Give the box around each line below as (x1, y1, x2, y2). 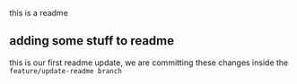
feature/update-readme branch (9, 66, 123, 75)
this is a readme (9, 8, 69, 18)
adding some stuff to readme (9, 33, 175, 48)
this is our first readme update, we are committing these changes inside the (9, 57, 289, 68)
